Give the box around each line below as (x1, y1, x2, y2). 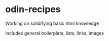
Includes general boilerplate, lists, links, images (5, 30, 104, 36)
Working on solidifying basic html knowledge (5, 20, 99, 26)
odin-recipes (5, 4, 61, 15)
